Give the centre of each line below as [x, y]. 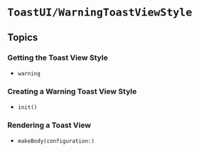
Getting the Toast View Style [58, 58]
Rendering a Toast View [49, 125]
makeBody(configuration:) [56, 141]
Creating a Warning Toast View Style [72, 91]
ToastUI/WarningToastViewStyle [100, 12]
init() [27, 108]
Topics [23, 37]
